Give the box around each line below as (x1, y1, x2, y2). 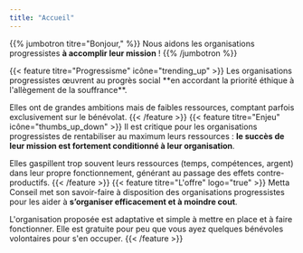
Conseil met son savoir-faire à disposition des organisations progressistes (9, 186, 285, 197)
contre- (256, 167, 285, 178)
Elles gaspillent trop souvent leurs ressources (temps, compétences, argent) (9, 157, 294, 168)
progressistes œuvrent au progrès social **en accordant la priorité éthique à (9, 74, 295, 86)
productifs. (9, 177, 51, 188)
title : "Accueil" (9, 13, 75, 23)
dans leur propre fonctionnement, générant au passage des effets (9, 167, 255, 178)
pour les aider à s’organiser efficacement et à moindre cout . (9, 196, 238, 207)
